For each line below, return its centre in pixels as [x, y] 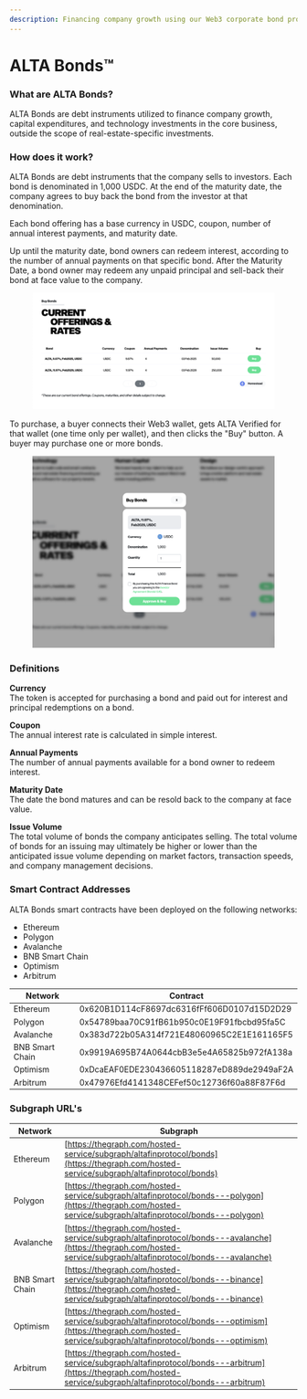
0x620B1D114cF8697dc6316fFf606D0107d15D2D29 [185, 1009]
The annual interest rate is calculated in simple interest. [113, 735]
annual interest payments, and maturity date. [94, 234]
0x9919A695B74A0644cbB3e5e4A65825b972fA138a [186, 1052]
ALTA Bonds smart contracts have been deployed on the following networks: [153, 910]
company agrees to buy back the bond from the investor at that [129, 196]
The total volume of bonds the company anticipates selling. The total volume [153, 836]
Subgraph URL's [46, 1108]
